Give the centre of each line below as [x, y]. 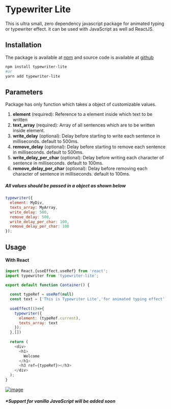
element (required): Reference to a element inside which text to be [82, 114]
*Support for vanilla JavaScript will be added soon [60, 401]
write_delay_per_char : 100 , [40, 222]
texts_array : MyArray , [34, 207]
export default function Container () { [48, 285]
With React [17, 260]
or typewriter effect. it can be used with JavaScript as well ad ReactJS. [80, 29]
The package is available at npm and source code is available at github [80, 57]
